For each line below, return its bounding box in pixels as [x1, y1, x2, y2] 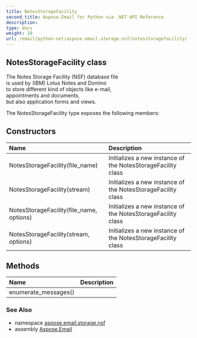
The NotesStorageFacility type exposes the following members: [6, 109, 160, 116]
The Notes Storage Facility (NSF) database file [6, 73, 118, 80]
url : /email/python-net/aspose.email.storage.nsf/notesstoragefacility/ [6, 36, 188, 42]
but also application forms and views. [6, 98, 97, 105]
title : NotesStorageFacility [6, 8, 77, 15]
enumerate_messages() [9, 288, 75, 296]
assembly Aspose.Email [14, 325, 72, 332]
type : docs [6, 25, 33, 31]
